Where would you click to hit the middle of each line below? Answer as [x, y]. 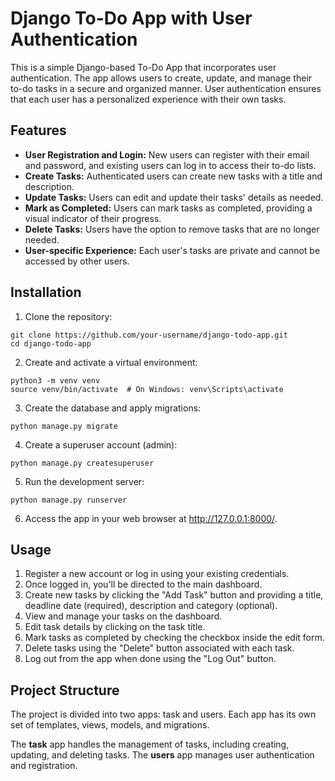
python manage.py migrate [64, 426]
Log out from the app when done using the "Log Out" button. [150, 659]
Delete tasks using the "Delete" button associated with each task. [159, 648]
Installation [46, 292]
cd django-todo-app [51, 343]
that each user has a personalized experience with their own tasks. [148, 99]
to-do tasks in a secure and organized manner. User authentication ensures [166, 88]
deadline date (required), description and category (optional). [151, 606]
